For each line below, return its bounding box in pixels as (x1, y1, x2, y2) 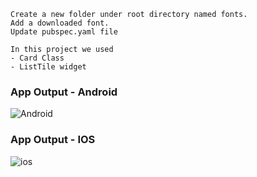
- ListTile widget (10, 62, 87, 72)
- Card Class (10, 53, 65, 63)
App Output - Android (10, 85, 118, 99)
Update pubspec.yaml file (10, 27, 118, 37)
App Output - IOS (10, 133, 96, 147)
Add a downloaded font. (10, 18, 110, 28)
